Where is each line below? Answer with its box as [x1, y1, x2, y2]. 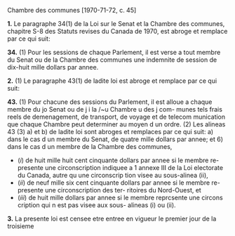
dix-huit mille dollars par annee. [7, 63, 99, 71]
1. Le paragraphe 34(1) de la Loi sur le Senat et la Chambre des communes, [7, 20, 225, 27]
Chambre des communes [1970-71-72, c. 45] [7, 6, 137, 14]
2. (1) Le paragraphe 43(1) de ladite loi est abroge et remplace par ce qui [7, 77, 217, 85]
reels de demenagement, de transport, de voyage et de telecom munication [7, 112, 226, 121]
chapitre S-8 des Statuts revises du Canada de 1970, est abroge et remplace [7, 27, 228, 35]
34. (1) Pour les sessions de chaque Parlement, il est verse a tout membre [7, 48, 221, 56]
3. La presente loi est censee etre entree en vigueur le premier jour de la [7, 214, 217, 223]
